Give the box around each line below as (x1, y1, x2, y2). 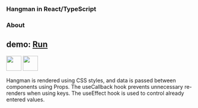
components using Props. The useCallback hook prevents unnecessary (6, 83, 184, 90)
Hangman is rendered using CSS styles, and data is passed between (6, 77, 176, 84)
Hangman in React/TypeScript (6, 5, 96, 13)
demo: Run (6, 40, 48, 50)
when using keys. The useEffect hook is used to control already (26, 89, 185, 97)
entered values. (6, 95, 45, 103)
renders (6, 89, 26, 97)
